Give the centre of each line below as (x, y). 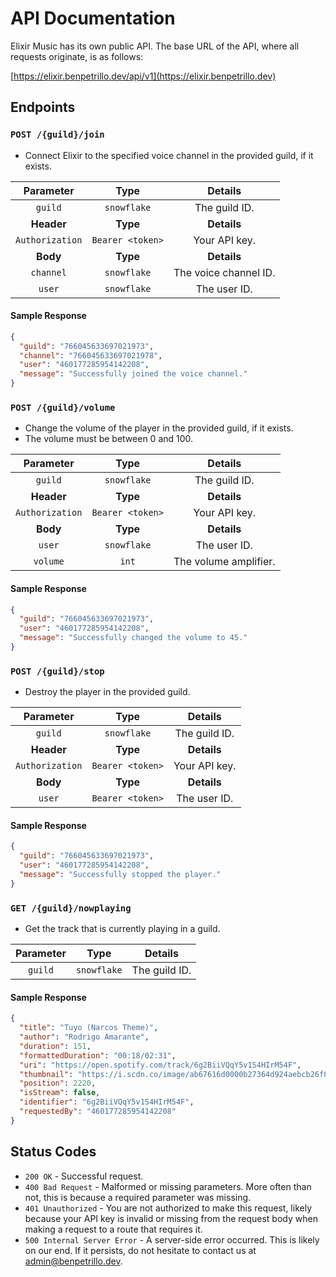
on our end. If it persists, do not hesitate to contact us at (140, 1250)
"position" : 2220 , (58, 1083)
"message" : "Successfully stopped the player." (120, 875)
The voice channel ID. (224, 272)
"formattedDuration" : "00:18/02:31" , (98, 1055)
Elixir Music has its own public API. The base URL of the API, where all (155, 46)
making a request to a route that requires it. (113, 1229)
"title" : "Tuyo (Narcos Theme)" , (89, 1028)
